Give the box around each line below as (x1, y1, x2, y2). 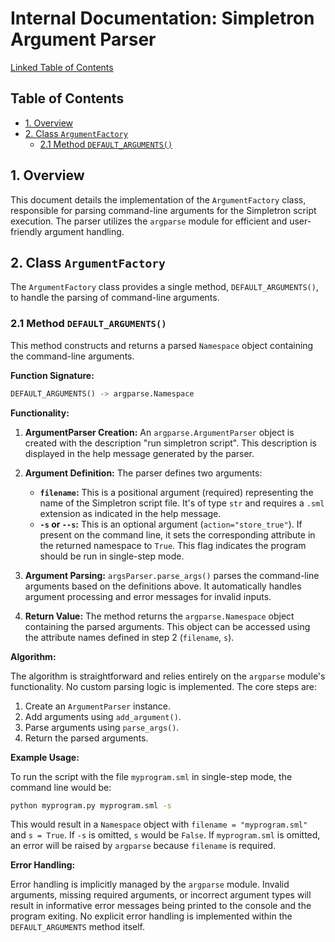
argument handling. (44, 225, 125, 237)
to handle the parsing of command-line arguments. (10, 292, 220, 304)
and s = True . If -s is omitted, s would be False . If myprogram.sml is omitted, (10, 829, 321, 841)
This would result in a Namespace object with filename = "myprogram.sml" (10, 818, 308, 831)
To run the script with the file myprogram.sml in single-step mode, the (10, 770, 293, 782)
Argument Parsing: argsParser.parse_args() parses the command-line (24, 569, 320, 581)
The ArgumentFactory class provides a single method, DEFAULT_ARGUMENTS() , (10, 281, 319, 293)
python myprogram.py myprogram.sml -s (10, 800, 172, 811)
